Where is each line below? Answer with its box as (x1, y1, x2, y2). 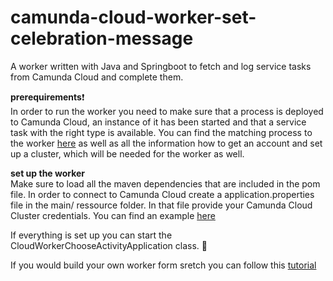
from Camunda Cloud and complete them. (10, 71, 184, 83)
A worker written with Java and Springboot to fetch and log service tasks (10, 60, 312, 72)
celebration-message (10, 27, 194, 50)
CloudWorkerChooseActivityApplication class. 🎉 (10, 239, 208, 251)
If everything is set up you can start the (10, 229, 173, 241)
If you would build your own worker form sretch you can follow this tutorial (10, 259, 317, 271)
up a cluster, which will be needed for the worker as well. (10, 147, 245, 160)
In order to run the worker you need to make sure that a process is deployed (10, 105, 324, 117)
